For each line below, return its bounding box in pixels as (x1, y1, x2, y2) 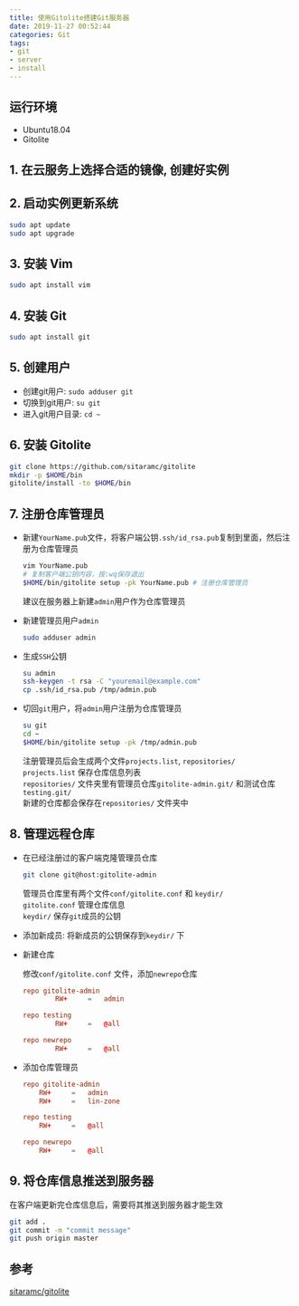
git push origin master (9, 1234, 99, 1244)
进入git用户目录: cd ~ (22, 408, 101, 419)
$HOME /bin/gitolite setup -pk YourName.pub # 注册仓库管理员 (22, 578, 248, 587)
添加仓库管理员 (22, 1061, 79, 1072)
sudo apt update (9, 220, 70, 229)
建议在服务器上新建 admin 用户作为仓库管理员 (22, 595, 186, 607)
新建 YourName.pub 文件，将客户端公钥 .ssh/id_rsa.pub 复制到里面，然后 (22, 532, 283, 543)
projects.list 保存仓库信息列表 (22, 766, 142, 777)
